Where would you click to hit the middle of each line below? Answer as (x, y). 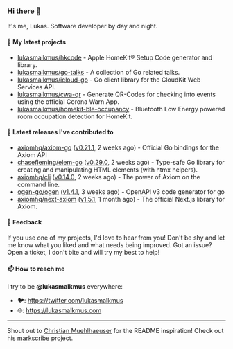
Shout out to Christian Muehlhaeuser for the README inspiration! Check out (115, 331)
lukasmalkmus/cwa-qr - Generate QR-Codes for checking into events (116, 94)
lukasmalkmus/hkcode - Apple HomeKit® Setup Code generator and (115, 57)
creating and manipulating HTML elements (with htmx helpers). (107, 170)
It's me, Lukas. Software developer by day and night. (83, 26)
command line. (38, 184)
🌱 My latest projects (36, 42)
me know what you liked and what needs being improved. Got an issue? (110, 244)
